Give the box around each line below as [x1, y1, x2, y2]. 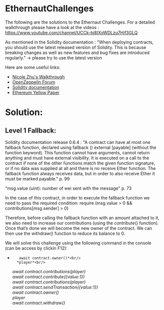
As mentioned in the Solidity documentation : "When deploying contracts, [5, 39, 154, 45]
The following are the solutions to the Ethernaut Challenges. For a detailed [5, 19, 155, 25]
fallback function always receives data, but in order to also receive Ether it [5, 170, 155, 176]
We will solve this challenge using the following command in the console [5, 240, 151, 246]
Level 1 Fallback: [5, 126, 56, 135]
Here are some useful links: [5, 64, 60, 70]
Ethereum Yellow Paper [12, 89, 60, 95]
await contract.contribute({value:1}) [12, 274, 85, 280]
